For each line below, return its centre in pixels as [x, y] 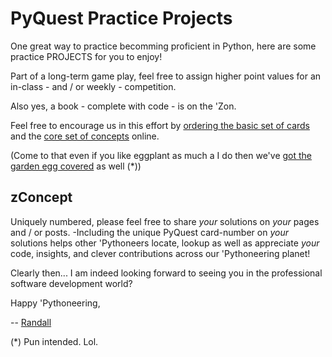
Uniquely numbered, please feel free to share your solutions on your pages [165, 221]
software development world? [71, 283]
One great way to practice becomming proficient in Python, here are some [163, 46]
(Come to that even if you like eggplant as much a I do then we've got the [161, 155]
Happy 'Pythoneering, [55, 303]
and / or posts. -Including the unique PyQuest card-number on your [149, 232]
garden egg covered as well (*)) [76, 166]
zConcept [41, 197]
